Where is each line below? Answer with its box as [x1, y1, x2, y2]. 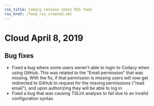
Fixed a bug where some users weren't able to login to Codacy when [11, 64, 149, 70]
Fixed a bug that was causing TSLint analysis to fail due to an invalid [11, 90, 149, 96]
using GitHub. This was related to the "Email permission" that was [11, 70, 144, 76]
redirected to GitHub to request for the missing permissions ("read [11, 80, 144, 86]
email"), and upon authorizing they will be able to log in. [11, 85, 123, 91]
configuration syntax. [11, 95, 54, 101]
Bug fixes [4, 52, 34, 60]
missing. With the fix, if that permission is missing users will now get [11, 75, 149, 80]
